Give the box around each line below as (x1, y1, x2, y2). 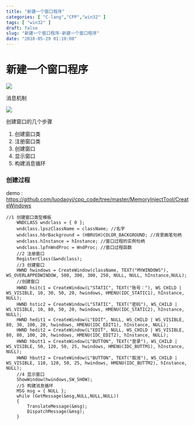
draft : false (6, 25, 38, 31)
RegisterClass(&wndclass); (16, 256, 83, 262)
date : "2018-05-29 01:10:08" (6, 36, 77, 42)
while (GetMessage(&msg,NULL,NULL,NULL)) (16, 393, 119, 399)
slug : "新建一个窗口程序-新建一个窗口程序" (6, 31, 100, 36)
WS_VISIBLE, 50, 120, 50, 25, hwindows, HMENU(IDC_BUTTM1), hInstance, (6, 344, 184, 350)
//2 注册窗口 (16, 251, 45, 257)
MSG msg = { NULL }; (16, 388, 67, 394)
